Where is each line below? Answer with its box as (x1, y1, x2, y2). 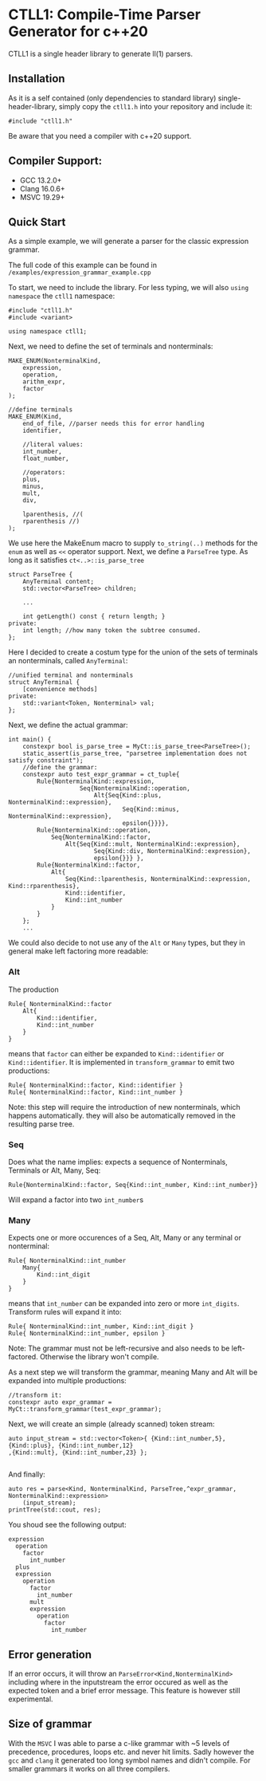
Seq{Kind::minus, (122, 805, 180, 814)
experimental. (8, 1694, 53, 1704)
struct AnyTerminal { (8, 678, 80, 686)
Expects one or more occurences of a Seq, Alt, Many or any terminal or (8, 1233, 241, 1243)
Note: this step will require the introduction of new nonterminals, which (8, 1102, 241, 1111)
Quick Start (8, 215, 66, 229)
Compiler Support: (8, 154, 103, 168)
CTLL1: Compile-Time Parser (8, 6, 201, 24)
